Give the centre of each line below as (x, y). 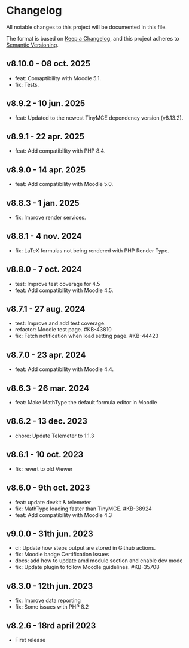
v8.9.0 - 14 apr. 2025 (46, 170)
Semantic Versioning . (32, 45)
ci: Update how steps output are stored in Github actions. (85, 548)
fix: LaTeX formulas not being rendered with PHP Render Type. (92, 250)
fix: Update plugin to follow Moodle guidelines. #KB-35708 (87, 567)
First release (30, 640)
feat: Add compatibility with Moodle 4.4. (64, 369)
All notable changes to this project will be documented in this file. (87, 27)
